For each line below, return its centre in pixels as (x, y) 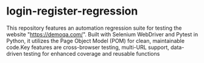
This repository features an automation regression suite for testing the (94, 28)
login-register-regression (72, 11)
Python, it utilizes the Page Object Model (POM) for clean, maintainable (95, 41)
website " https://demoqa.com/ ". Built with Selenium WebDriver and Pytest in (102, 34)
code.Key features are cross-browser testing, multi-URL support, (88, 47)
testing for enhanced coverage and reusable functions (92, 53)
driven (14, 53)
